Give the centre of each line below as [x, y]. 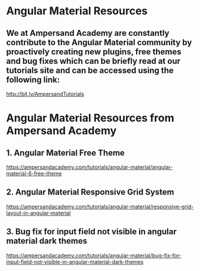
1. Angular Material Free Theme [66, 153]
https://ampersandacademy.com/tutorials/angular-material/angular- [90, 167]
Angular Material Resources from [90, 118]
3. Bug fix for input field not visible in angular [92, 232]
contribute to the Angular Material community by [99, 42]
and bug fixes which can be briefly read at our [93, 61]
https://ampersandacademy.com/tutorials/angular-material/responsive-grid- [100, 207]
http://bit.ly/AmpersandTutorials [45, 94]
